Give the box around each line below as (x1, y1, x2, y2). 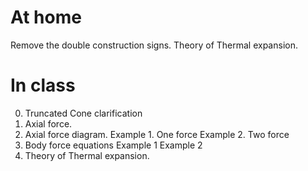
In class (10, 74, 76, 97)
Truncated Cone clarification (24, 107, 143, 119)
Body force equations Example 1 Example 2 (24, 139, 203, 151)
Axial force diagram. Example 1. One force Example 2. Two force (24, 128, 290, 140)
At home (10, 6, 82, 29)
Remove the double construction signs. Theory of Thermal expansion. (10, 39, 298, 51)
